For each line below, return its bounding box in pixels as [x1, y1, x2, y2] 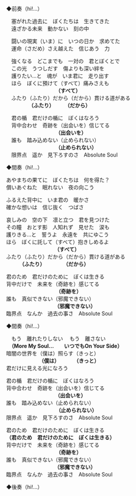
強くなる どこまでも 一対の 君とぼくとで [11, 58, 120, 64]
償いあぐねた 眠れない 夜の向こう [6, 184, 95, 191]
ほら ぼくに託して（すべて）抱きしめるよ [6, 239, 109, 245]
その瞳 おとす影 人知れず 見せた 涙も [6, 224, 110, 230]
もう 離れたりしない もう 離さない [11, 335, 106, 342]
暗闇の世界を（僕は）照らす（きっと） [6, 350, 99, 357]
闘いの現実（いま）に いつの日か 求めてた [11, 38, 120, 44]
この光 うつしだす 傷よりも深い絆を [11, 65, 105, 72]
